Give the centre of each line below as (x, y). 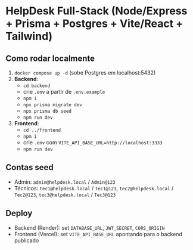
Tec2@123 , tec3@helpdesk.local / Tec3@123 (65, 195)
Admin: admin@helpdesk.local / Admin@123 (65, 182)
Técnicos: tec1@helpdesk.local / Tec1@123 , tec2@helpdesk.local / (94, 188)
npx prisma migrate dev (53, 105)
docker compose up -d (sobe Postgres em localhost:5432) (85, 72)
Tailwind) (29, 36)
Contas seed (30, 167)
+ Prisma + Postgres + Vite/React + (94, 24)
